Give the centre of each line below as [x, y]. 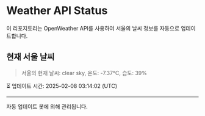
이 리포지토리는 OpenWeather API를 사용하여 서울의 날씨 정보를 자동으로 [93, 28]
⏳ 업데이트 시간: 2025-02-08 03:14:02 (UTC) [62, 85]
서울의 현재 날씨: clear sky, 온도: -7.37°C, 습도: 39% [84, 73]
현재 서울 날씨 [31, 57]
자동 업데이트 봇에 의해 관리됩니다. [47, 106]
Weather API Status [57, 11]
